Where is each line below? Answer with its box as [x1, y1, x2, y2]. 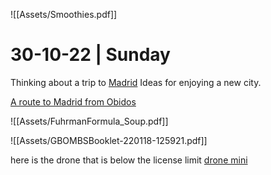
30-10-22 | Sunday [10, 44, 171, 66]
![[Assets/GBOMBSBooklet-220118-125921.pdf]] [10, 134, 208, 146]
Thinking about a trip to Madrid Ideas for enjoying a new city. [10, 76, 262, 88]
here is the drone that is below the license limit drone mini [10, 154, 248, 166]
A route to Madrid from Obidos [10, 95, 137, 108]
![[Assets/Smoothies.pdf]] [10, 9, 118, 20]
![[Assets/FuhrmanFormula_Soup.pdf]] [10, 115, 169, 127]
